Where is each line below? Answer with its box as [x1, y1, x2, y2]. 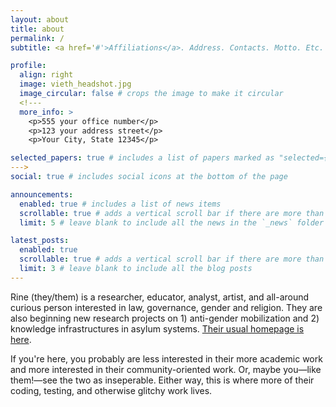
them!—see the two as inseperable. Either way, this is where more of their [10, 374, 315, 386]
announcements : [10, 189, 74, 200]
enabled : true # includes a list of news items [19, 199, 222, 209]
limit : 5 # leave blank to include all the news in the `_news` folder [19, 217, 325, 228]
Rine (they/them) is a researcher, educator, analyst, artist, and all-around [10, 291, 310, 303]
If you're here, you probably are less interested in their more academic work [10, 352, 323, 365]
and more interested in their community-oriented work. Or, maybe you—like [10, 363, 322, 375]
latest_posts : [10, 236, 70, 246]
